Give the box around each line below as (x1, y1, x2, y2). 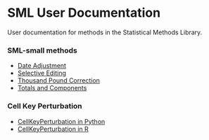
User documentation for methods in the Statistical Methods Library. (7, 28, 203, 36)
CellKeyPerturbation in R (17, 125, 89, 133)
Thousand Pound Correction (17, 76, 101, 85)
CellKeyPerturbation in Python (17, 117, 106, 125)
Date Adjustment (17, 62, 67, 70)
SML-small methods (7, 45, 77, 55)
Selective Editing (17, 69, 67, 78)
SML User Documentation (7, 5, 160, 21)
